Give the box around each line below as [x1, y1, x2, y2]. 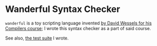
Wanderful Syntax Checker [5, 3, 120, 15]
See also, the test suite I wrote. [5, 35, 69, 41]
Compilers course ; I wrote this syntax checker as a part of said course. [5, 25, 151, 31]
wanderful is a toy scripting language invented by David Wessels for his [5, 20, 152, 26]
